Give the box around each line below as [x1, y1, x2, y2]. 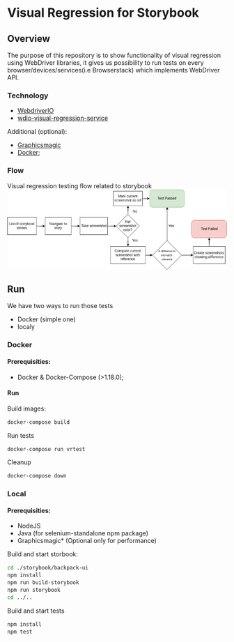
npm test [7, 628, 33, 635]
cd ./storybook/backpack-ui [7, 565, 89, 572]
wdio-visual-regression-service [17, 114, 109, 123]
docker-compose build [7, 418, 70, 426]
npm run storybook [7, 587, 61, 594]
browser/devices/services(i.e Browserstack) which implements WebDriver [7, 66, 220, 74]
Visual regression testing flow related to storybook [7, 181, 152, 190]
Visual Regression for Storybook [7, 5, 200, 21]
